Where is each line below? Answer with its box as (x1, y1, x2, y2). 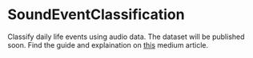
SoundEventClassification (7, 6, 185, 24)
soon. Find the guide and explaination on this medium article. (7, 40, 209, 49)
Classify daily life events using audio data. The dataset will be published (7, 32, 245, 41)
